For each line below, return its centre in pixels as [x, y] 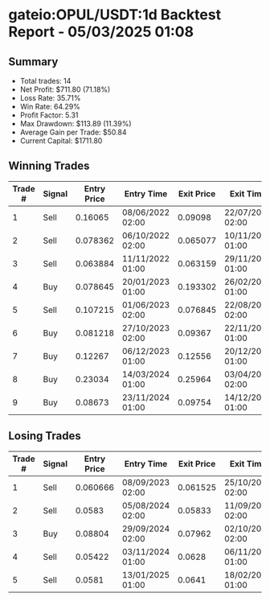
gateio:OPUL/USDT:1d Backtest [115, 15]
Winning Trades [49, 166]
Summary [33, 62]
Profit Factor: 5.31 [49, 115]
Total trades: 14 [45, 81]
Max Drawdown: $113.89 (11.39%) [76, 123]
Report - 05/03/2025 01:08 [101, 32]
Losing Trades [45, 436]
